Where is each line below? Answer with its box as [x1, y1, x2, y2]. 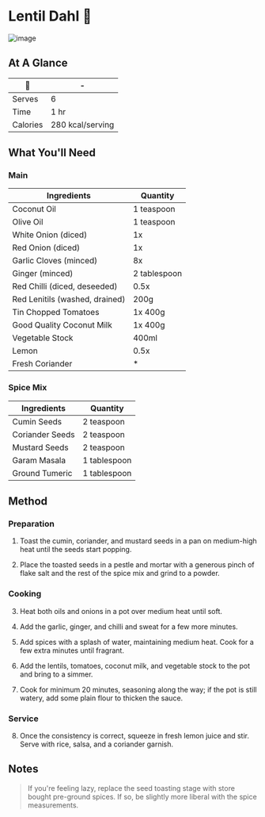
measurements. [27, 800, 79, 810]
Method [8, 495, 48, 508]
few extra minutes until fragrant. [19, 646, 125, 655]
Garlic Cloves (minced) [12, 255, 98, 267]
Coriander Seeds [12, 428, 75, 439]
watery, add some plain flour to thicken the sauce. [19, 693, 184, 703]
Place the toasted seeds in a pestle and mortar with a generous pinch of [19, 560, 255, 570]
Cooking [8, 589, 42, 600]
